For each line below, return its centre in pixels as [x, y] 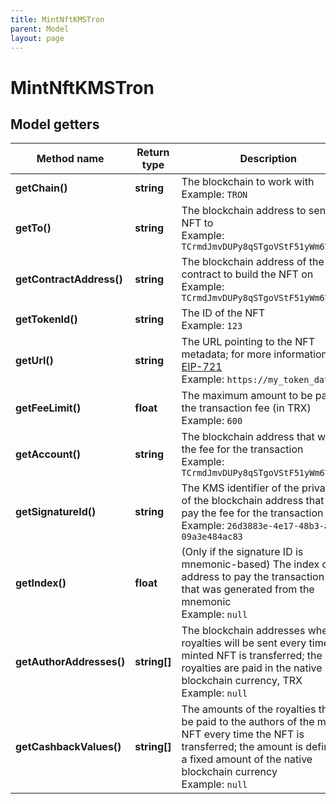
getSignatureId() [56, 512]
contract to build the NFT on [247, 274]
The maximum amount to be [247, 396]
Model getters [55, 124]
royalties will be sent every [244, 643]
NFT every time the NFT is [243, 734]
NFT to [197, 223]
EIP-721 [202, 367]
